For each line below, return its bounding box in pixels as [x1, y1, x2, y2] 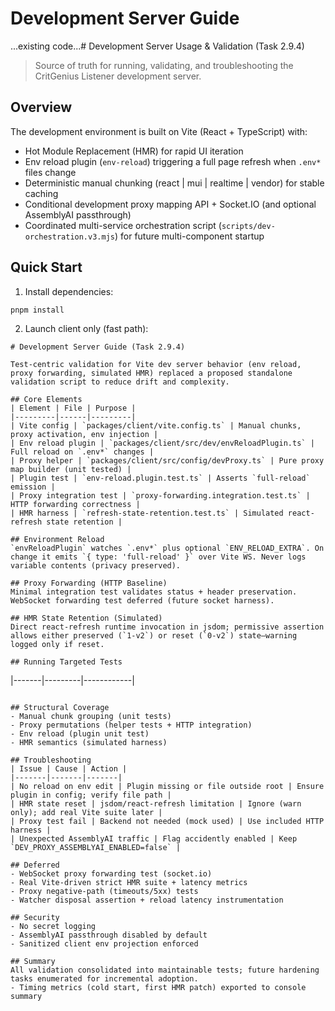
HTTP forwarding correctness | [10, 499, 141, 509]
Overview [10, 99, 73, 116]
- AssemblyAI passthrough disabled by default [10, 930, 208, 940]
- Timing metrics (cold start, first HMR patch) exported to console [10, 982, 307, 992]
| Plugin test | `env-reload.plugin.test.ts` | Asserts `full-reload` [10, 473, 311, 483]
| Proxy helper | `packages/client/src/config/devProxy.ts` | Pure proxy [10, 455, 325, 466]
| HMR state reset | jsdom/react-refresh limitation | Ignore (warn [10, 798, 302, 809]
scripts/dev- [221, 221, 276, 231]
